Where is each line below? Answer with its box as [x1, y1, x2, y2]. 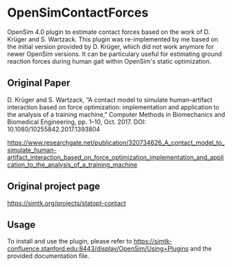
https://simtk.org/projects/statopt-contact [7, 199, 127, 207]
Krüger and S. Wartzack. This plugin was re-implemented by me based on [7, 35, 218, 43]
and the [190, 244, 213, 253]
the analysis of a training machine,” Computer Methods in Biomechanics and [7, 110, 226, 118]
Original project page [7, 181, 100, 192]
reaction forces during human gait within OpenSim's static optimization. [7, 57, 211, 65]
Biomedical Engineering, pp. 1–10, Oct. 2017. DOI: [7, 118, 147, 126]
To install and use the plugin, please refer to [7, 237, 133, 246]
